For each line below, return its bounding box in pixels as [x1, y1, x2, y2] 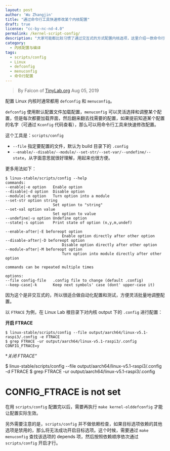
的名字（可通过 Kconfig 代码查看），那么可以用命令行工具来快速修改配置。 [5, 121, 159, 127]
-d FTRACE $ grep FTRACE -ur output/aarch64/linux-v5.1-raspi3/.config [5, 368, 155, 374]
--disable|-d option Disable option [5, 189, 85, 194]
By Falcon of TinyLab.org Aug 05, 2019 [17, 87, 99, 93]
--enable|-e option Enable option [5, 184, 82, 189]
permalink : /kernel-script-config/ [5, 31, 80, 36]
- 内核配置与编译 [10, 45, 41, 50]
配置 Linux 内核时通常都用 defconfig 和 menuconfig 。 [5, 98, 115, 104]
